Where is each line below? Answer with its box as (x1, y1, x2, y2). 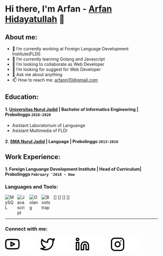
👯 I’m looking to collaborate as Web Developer (12, 62, 105, 67)
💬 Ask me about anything (12, 72, 63, 77)
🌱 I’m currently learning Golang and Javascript (12, 56, 105, 62)
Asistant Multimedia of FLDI (12, 128, 68, 133)
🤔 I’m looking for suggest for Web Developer (12, 66, 101, 72)
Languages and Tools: (5, 183, 58, 190)
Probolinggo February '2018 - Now (5, 171, 75, 177)
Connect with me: (5, 225, 48, 232)
